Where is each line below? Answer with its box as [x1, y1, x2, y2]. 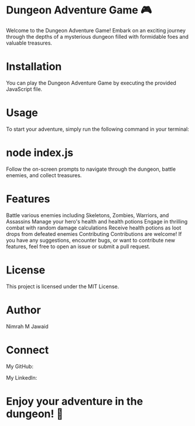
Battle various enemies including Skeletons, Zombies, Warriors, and [6, 211, 169, 219]
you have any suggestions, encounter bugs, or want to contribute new [6, 236, 176, 244]
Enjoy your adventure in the [6, 394, 143, 408]
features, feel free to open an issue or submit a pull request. [6, 243, 150, 250]
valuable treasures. [6, 39, 53, 46]
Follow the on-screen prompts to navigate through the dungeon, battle [6, 165, 176, 173]
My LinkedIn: [6, 374, 37, 381]
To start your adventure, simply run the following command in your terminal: [6, 126, 189, 133]
